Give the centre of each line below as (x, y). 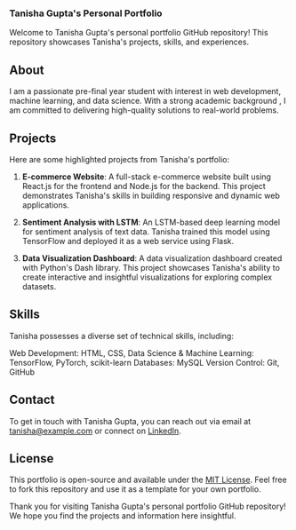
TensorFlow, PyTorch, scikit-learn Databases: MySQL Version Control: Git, (144, 362)
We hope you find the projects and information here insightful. (123, 516)
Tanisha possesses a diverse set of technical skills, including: (121, 336)
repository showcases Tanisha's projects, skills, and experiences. (129, 42)
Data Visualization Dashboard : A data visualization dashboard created (152, 258)
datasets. (39, 286)
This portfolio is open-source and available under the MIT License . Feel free (148, 480)
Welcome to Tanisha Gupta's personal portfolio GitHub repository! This (139, 33)
